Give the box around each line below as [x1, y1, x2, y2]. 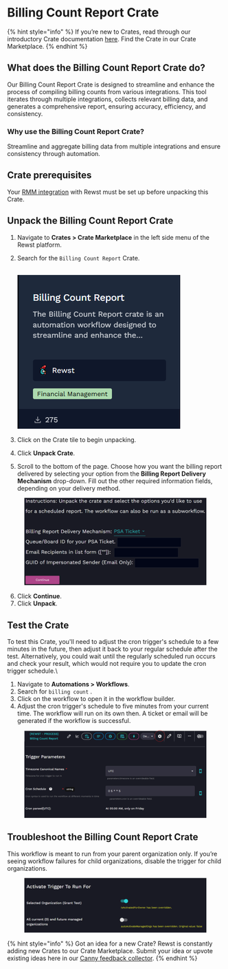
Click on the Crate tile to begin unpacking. [16, 435, 137, 444]
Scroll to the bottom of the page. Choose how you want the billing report [16, 462, 223, 470]
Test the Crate [7, 619, 69, 631]
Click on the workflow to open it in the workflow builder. [16, 695, 176, 703]
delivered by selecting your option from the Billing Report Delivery [16, 469, 206, 478]
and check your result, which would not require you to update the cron [7, 660, 207, 668]
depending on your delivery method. [16, 484, 121, 492]
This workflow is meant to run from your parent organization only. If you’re [7, 849, 218, 858]
